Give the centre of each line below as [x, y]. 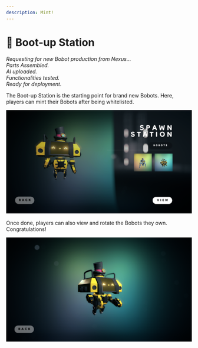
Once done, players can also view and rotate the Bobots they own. [87, 223]
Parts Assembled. [28, 65]
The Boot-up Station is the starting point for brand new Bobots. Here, [90, 95]
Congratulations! [26, 229]
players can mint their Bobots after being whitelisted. [70, 102]
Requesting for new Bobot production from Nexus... [69, 58]
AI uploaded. [22, 71]
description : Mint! [30, 12]
